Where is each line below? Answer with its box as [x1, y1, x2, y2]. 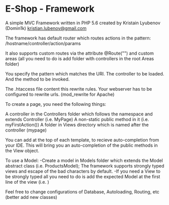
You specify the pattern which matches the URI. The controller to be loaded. [5, 70, 164, 76]
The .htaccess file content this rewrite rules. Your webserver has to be [5, 86, 152, 92]
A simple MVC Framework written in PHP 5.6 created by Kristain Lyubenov [5, 20, 161, 26]
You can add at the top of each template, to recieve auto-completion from [5, 137, 159, 143]
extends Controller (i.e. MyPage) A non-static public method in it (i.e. [5, 116, 149, 122]
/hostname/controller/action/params [5, 40, 81, 46]
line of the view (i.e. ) [5, 179, 49, 185]
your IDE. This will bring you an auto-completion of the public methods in [5, 142, 158, 148]
